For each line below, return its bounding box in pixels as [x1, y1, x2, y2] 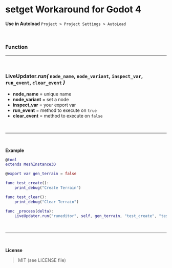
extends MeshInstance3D [5, 162, 56, 167]
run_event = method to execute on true [12, 107, 97, 113]
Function [5, 43, 28, 50]
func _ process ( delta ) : [5, 208, 54, 214]
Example [5, 147, 25, 154]
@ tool [5, 157, 17, 162]
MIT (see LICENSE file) [17, 257, 67, 263]
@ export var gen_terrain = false [5, 171, 77, 177]
